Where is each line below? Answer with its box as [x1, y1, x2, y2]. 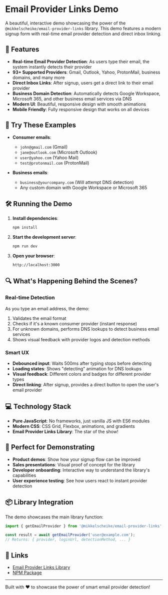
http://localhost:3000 [12, 263, 60, 268]
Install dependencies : [12, 215, 58, 221]
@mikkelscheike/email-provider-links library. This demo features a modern [5, 25, 161, 31]
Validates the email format [12, 315, 66, 321]
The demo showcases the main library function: [5, 514, 103, 520]
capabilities [12, 472, 36, 478]
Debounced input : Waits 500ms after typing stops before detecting [12, 360, 151, 366]
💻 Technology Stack [5, 402, 71, 411]
